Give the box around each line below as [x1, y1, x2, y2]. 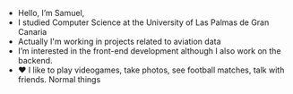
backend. [17, 56, 53, 65]
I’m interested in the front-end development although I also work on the [17, 46, 281, 56]
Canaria [17, 27, 47, 37]
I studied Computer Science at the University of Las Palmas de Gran [17, 17, 270, 28]
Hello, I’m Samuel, [17, 8, 85, 18]
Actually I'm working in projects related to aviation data [17, 36, 221, 47]
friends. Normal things [17, 74, 101, 84]
